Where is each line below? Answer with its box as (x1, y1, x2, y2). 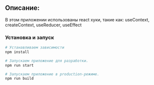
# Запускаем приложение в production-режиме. (5, 71, 99, 77)
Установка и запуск (5, 34, 54, 41)
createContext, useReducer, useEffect (5, 22, 82, 28)
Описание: (5, 4, 40, 12)
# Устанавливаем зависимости (5, 45, 65, 50)
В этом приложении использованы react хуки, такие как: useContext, (5, 17, 150, 22)
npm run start (5, 63, 34, 68)
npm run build (5, 76, 34, 81)
